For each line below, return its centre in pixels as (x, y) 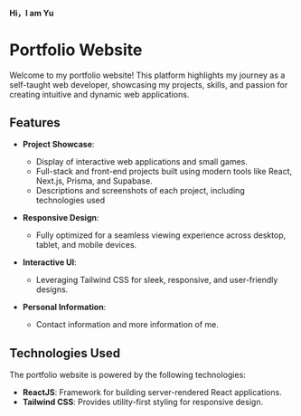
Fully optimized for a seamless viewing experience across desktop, (161, 235)
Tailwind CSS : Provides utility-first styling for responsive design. (143, 402)
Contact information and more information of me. (127, 325)
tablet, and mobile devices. (86, 245)
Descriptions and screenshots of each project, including (141, 191)
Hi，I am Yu (32, 13)
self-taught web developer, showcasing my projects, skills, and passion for (149, 84)
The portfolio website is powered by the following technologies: (127, 375)
